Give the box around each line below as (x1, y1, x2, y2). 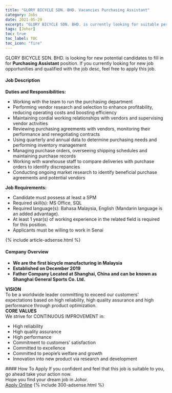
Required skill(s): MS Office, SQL (12, 200, 82, 206)
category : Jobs (5, 12, 38, 17)
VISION (5, 286, 21, 292)
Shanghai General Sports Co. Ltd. (12, 276, 85, 283)
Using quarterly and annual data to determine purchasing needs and (12, 136, 157, 143)
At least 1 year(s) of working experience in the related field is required (12, 216, 160, 222)
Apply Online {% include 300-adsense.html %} (5, 382, 104, 388)
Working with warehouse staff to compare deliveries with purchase (12, 158, 155, 164)
